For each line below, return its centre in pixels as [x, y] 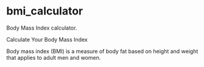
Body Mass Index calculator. [42, 28]
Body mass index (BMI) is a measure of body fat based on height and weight [102, 51]
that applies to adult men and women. [54, 57]
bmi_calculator [45, 11]
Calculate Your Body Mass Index [47, 39]
